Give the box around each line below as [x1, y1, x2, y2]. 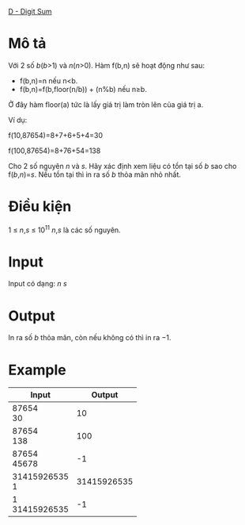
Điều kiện [8, 197, 72, 216]
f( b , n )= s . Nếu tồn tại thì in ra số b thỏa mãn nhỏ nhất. [8, 170, 182, 179]
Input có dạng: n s [8, 279, 67, 289]
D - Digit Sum [8, 7, 52, 16]
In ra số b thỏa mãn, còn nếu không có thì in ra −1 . [8, 333, 171, 343]
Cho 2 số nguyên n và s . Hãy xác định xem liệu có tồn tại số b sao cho [8, 161, 237, 171]
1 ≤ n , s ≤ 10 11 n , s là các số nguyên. [8, 224, 121, 235]
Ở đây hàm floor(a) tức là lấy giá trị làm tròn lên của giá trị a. [8, 99, 204, 109]
